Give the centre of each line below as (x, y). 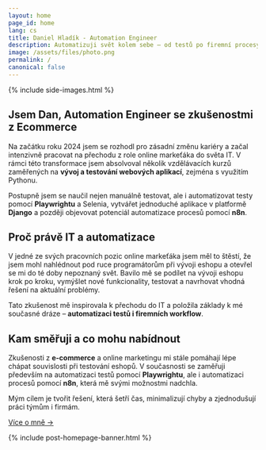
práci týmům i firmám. (44, 407)
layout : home (30, 15)
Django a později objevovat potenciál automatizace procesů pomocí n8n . (128, 212)
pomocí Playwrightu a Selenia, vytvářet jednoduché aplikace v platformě (127, 204)
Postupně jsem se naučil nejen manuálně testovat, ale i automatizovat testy (131, 195)
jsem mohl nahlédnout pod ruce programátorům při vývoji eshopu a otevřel (130, 265)
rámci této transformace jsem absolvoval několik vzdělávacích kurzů (120, 163)
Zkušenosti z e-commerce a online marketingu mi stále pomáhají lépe (122, 358)
